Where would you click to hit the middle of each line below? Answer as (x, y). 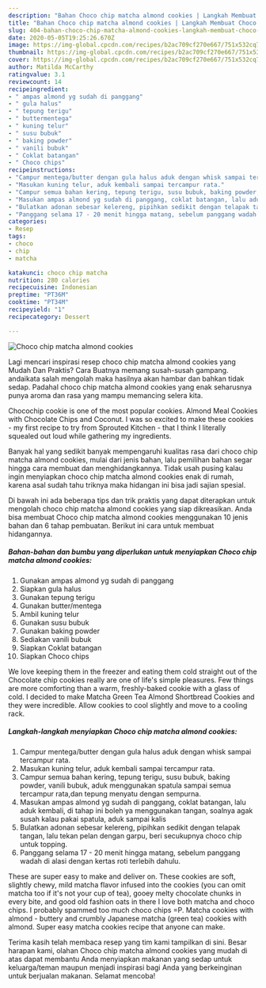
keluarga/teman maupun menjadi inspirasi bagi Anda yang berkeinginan (125, 967)
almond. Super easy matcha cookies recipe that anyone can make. (117, 926)
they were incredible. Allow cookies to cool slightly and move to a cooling (128, 705)
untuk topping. (44, 844)
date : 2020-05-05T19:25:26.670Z (61, 38)
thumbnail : (26, 52)
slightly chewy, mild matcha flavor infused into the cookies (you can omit (127, 884)
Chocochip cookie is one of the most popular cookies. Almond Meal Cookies (133, 410)
